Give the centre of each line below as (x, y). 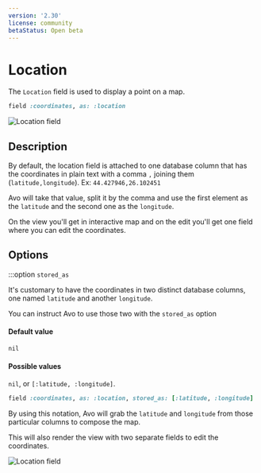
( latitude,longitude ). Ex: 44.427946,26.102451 (84, 182)
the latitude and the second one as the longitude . (91, 206)
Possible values (35, 366)
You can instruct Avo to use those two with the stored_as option (112, 313)
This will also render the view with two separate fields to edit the (113, 437)
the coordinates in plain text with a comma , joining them (101, 174)
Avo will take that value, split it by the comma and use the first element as (128, 198)
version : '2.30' (35, 16)
